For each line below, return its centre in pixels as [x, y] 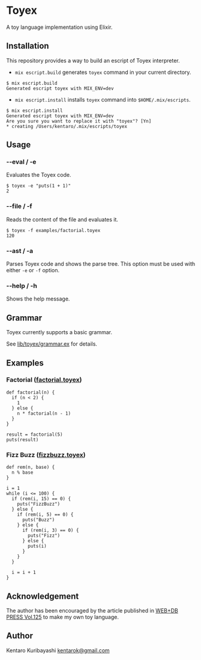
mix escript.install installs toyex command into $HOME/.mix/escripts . [103, 99]
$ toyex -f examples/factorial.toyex [53, 230]
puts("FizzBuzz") [39, 504]
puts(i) [37, 546]
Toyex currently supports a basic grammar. [59, 332]
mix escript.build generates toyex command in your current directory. [103, 72]
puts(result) [22, 439]
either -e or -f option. [33, 270]
